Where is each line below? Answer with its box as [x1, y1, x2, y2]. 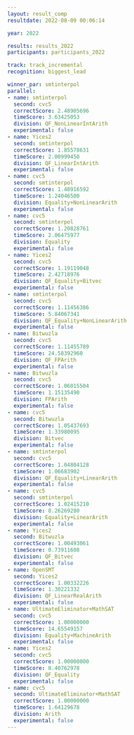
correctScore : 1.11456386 [13, 304, 90, 311]
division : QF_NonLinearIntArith [13, 121, 109, 128]
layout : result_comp [7, 10, 68, 18]
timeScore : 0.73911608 [13, 547, 80, 554]
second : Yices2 [13, 573, 58, 580]
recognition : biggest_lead [7, 68, 86, 75]
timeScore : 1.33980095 [13, 428, 80, 436]
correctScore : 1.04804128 [13, 461, 90, 468]
